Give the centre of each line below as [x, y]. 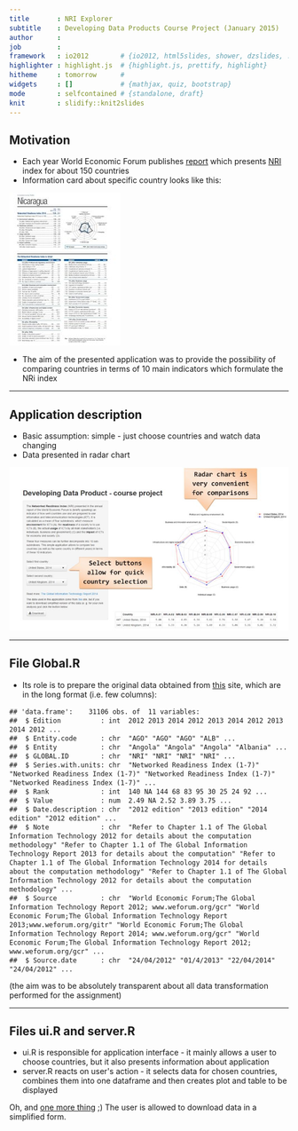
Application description [76, 414]
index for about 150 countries [76, 171]
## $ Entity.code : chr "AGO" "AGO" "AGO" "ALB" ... [123, 738]
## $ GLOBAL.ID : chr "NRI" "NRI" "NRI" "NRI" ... [123, 756]
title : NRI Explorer [61, 19]
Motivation [40, 140]
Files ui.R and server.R [72, 1031]
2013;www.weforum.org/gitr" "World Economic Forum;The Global [126, 925]
